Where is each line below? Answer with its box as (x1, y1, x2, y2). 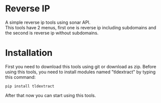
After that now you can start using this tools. (5, 92, 96, 98)
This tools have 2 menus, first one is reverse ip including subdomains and (5, 24, 157, 30)
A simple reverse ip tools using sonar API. (5, 19, 91, 25)
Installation (5, 48, 53, 58)
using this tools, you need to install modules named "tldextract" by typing (5, 69, 156, 75)
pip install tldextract (5, 84, 55, 89)
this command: (5, 74, 36, 80)
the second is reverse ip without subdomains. (5, 30, 99, 36)
